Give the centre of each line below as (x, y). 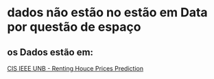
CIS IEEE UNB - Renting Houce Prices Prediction (75, 68)
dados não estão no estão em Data (107, 13)
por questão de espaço (74, 27)
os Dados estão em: (50, 52)
